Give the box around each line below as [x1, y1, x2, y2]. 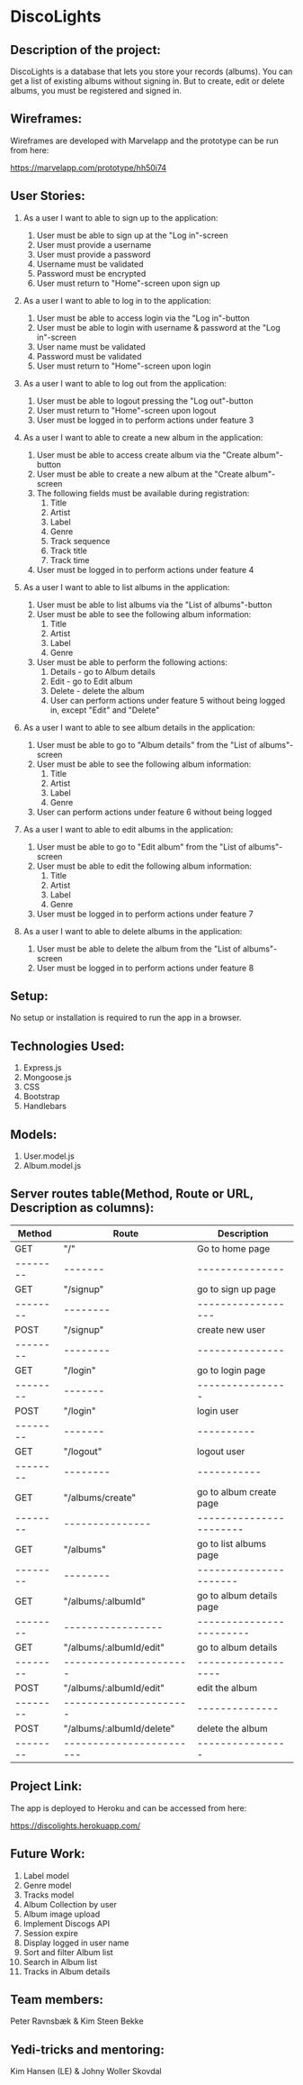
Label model [22, 1870, 70, 1880]
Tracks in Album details [22, 1966, 111, 1977]
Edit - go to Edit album [49, 676, 133, 687]
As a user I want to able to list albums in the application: [22, 581, 230, 592]
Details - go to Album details [49, 666, 156, 677]
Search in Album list [22, 1956, 98, 1967]
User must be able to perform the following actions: [36, 656, 228, 668]
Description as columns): [10, 1200, 155, 1215]
